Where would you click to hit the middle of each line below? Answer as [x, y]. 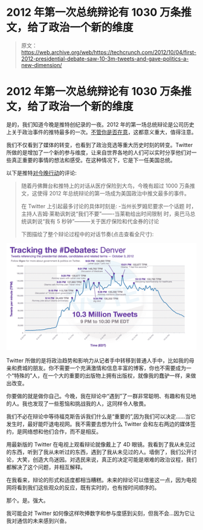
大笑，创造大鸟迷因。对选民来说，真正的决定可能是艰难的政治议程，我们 [107, 460]
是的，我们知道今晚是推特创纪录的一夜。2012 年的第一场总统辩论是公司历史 [100, 124]
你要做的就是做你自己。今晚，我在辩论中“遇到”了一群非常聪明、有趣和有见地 [101, 396]
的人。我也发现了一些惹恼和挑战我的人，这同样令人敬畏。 [78, 404]
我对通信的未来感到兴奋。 [38, 521]
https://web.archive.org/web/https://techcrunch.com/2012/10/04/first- [109, 52]
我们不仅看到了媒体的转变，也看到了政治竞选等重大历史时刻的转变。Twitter [100, 145]
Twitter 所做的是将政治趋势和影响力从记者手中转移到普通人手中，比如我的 [98, 361]
